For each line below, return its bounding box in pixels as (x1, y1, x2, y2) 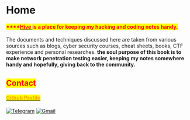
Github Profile (6, 94, 41, 101)
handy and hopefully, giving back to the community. (6, 61, 136, 68)
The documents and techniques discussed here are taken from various (6, 36, 177, 43)
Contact (6, 78, 36, 88)
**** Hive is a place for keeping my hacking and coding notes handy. (6, 23, 178, 30)
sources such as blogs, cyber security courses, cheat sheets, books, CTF (6, 42, 184, 50)
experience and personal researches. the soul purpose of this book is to (6, 49, 182, 56)
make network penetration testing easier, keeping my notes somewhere (6, 55, 184, 62)
